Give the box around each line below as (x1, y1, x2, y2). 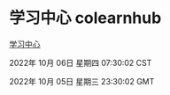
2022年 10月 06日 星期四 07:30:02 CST (9, 57, 152, 68)
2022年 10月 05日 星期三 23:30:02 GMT (9, 76, 155, 86)
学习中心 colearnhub (9, 8, 162, 28)
